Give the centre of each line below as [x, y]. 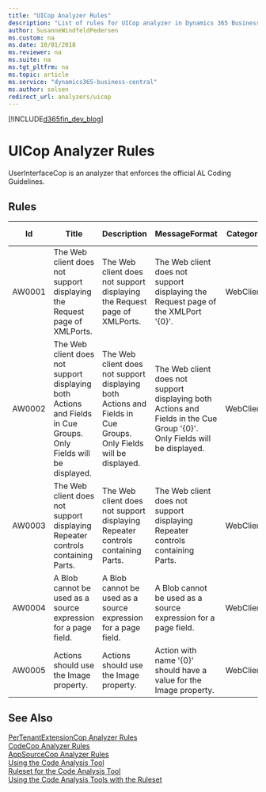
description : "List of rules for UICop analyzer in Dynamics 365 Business [134, 23]
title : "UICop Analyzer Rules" [60, 15]
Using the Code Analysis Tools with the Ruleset [85, 779]
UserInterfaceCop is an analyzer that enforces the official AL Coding [120, 173]
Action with [176, 650]
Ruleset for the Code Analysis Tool [65, 771]
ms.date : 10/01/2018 [42, 45]
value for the [178, 680]
